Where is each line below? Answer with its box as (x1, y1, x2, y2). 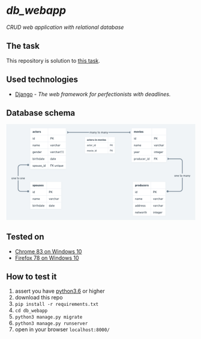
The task (6, 41, 40, 51)
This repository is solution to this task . (6, 57, 100, 64)
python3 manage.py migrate (14, 314, 83, 320)
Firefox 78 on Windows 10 (14, 254, 79, 261)
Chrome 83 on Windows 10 (14, 247, 82, 255)
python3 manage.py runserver (14, 320, 88, 327)
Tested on (6, 232, 44, 242)
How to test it (6, 272, 57, 282)
